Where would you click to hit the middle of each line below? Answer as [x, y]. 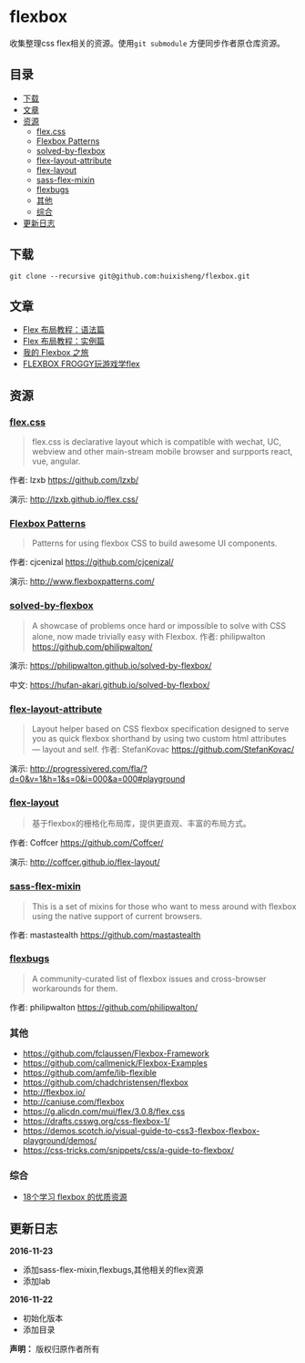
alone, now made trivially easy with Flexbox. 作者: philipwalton [148, 636]
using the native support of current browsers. [117, 916]
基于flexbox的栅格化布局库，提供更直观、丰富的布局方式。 [142, 824]
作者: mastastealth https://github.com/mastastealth [105, 935]
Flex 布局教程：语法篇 [63, 330]
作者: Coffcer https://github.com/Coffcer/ [86, 843]
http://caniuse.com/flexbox [73, 1102]
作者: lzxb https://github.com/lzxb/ [74, 480]
